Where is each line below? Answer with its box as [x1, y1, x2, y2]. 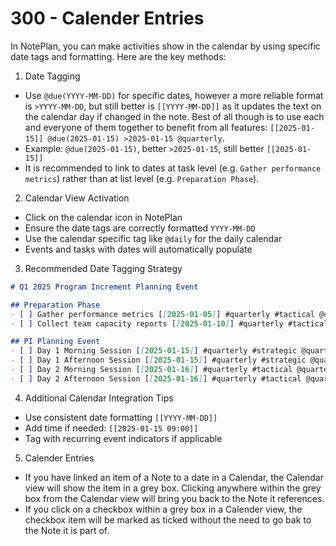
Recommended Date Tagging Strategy [24, 262, 183, 274]
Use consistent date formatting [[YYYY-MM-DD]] [24, 411, 218, 423]
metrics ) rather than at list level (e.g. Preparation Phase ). [24, 172, 260, 184]
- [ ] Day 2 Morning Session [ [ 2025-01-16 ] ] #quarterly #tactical [10, 365, 293, 375]
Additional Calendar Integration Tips [24, 392, 174, 404]
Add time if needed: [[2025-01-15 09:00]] [24, 422, 199, 434]
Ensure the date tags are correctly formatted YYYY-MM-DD [24, 222, 256, 234]
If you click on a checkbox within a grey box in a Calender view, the [24, 503, 303, 515]
